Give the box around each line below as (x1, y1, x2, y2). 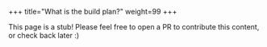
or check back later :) (8, 31, 80, 40)
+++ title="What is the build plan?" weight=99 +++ (8, 7, 177, 16)
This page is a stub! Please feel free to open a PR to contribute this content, (8, 22, 260, 31)
